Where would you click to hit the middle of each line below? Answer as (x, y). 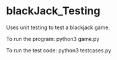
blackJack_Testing (53, 11)
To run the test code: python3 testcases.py (59, 50)
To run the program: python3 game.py (53, 39)
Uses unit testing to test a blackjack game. (58, 27)
